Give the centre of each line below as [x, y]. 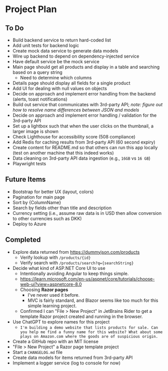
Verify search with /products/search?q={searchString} [77, 263]
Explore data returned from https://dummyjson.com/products [76, 252]
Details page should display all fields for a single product [71, 83]
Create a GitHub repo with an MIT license [55, 341]
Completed [23, 240]
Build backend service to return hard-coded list [62, 40]
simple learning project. [52, 306]
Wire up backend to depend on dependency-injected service [76, 56]
